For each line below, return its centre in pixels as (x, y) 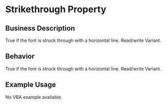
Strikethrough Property (56, 9)
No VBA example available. (34, 97)
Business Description (40, 28)
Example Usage (31, 85)
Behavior (20, 56)
